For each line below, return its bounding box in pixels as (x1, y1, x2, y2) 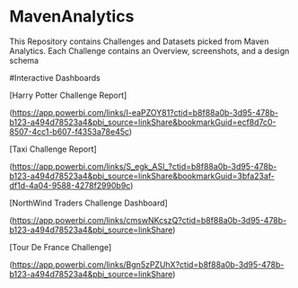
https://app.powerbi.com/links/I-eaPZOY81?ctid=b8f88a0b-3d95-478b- (12, 107, 279, 118)
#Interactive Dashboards (9, 72, 101, 83)
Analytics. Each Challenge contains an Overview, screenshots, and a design (9, 45, 290, 56)
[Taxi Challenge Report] (9, 144, 97, 154)
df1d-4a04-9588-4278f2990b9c (9, 179, 131, 190)
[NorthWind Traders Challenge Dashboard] (9, 197, 168, 208)
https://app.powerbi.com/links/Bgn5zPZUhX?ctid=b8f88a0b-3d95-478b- (12, 258, 285, 270)
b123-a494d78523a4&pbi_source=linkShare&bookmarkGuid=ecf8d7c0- (9, 117, 276, 127)
